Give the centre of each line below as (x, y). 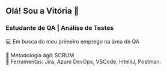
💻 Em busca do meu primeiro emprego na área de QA (72, 41)
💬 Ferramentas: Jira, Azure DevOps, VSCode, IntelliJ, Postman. (83, 61)
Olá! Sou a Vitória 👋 (42, 11)
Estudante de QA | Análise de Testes (60, 28)
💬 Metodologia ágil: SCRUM (40, 55)
